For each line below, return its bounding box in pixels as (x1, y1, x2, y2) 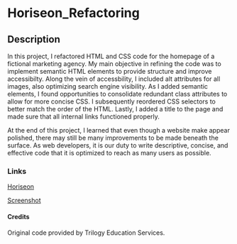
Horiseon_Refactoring (7, 5, 140, 21)
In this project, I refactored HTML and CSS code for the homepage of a (7, 52, 215, 60)
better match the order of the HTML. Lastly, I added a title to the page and (7, 105, 224, 113)
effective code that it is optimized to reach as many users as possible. (7, 149, 211, 157)
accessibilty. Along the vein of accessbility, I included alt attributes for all (7, 74, 221, 83)
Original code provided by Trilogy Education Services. (7, 228, 165, 237)
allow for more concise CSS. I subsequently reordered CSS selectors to (7, 97, 216, 106)
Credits (7, 212, 30, 221)
